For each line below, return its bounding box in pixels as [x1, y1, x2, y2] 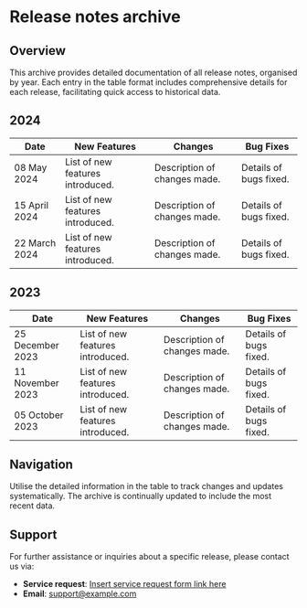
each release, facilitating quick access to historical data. [9, 87, 221, 97]
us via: [9, 560, 35, 572]
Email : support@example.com [22, 588, 137, 600]
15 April [14, 198, 48, 211]
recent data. [9, 500, 56, 511]
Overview [9, 43, 67, 59]
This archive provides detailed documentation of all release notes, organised [9, 67, 298, 78]
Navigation [9, 457, 73, 473]
